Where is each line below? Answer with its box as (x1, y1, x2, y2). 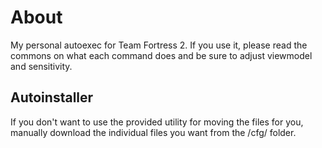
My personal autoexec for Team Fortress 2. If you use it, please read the (10, 39, 308, 51)
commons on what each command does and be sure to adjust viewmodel (10, 49, 313, 61)
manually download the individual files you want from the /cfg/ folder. (10, 126, 297, 138)
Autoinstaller (10, 89, 94, 106)
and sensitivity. (10, 60, 73, 72)
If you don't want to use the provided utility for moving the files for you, (10, 116, 304, 128)
